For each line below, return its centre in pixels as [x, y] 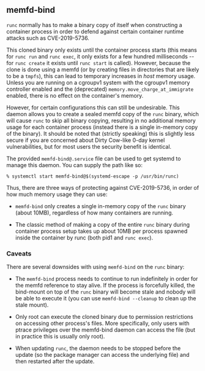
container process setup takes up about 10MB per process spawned [101, 231]
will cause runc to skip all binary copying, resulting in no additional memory [101, 120]
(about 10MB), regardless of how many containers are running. [94, 213]
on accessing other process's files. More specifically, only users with [102, 323]
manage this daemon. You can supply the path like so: [74, 165]
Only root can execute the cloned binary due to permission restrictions [104, 317]
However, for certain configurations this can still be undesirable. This [93, 107]
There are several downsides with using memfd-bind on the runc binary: [95, 267]
